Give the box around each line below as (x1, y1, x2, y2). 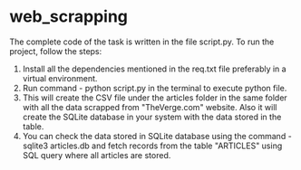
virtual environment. (22, 72, 98, 83)
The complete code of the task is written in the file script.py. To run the (9, 36, 275, 47)
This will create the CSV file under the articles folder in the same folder (22, 92, 287, 103)
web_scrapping (9, 6, 129, 27)
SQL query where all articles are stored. (22, 149, 171, 160)
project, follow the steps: (9, 45, 102, 56)
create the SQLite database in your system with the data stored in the (22, 111, 282, 122)
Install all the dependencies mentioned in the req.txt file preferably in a (22, 63, 287, 74)
